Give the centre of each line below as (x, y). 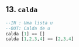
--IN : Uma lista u (29, 23)
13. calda (22, 10)
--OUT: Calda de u (28, 28)
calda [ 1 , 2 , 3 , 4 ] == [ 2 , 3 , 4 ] (40, 39)
